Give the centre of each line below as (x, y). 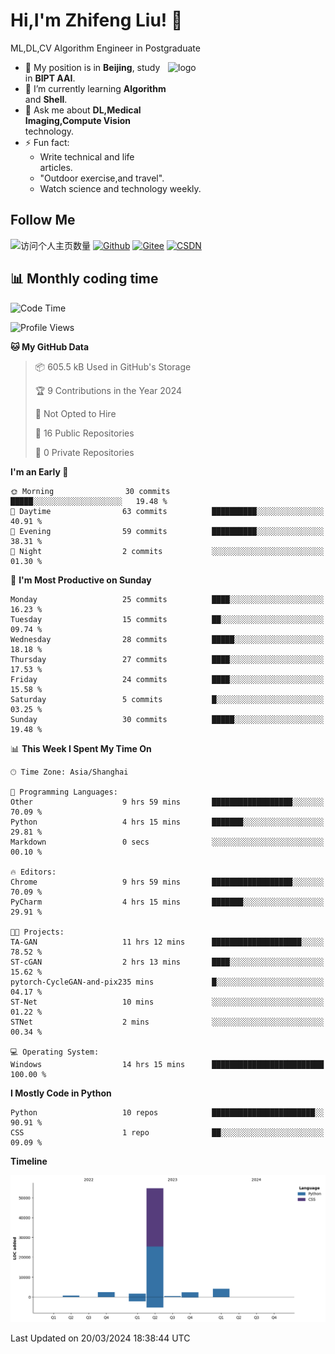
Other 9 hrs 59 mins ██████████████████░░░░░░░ (167, 802)
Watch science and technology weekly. (120, 188)
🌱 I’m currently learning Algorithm (95, 88)
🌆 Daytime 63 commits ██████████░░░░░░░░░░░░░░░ (167, 511)
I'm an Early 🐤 (39, 471)
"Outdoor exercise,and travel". (102, 178)
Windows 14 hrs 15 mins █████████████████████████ (167, 1064)
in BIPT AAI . (50, 78)
